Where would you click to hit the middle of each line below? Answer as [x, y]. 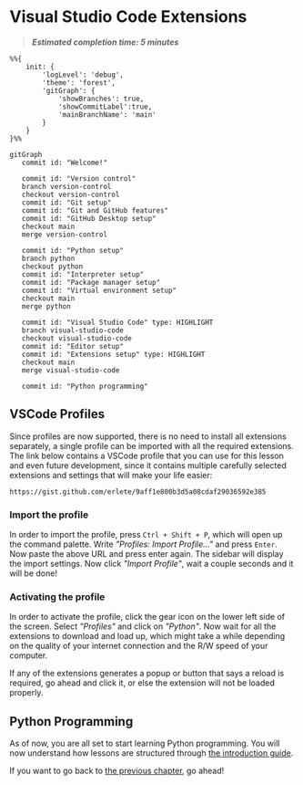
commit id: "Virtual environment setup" [99, 290]
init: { [40, 67]
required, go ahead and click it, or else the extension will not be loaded [142, 683]
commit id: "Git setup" [66, 203]
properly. [26, 693]
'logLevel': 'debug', [83, 75]
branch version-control [66, 186]
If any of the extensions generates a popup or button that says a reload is [147, 674]
